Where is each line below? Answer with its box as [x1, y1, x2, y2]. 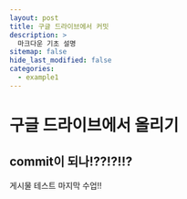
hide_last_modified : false [9, 56, 112, 65]
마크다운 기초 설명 [17, 38, 77, 48]
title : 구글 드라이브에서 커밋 [9, 22, 109, 31]
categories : [9, 65, 55, 74]
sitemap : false [9, 47, 68, 57]
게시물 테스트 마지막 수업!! [9, 180, 102, 191]
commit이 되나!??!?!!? [9, 154, 133, 170]
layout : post [9, 13, 59, 23]
